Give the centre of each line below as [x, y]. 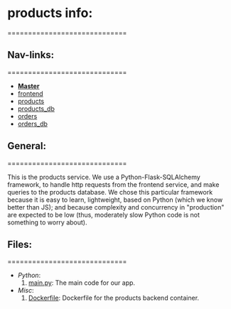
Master [28, 86]
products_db [36, 109]
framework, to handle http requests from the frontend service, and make [113, 184]
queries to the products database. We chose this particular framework [110, 192]
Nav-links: [31, 55]
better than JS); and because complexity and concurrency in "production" [116, 207]
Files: [20, 244]
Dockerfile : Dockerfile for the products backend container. [114, 298]
